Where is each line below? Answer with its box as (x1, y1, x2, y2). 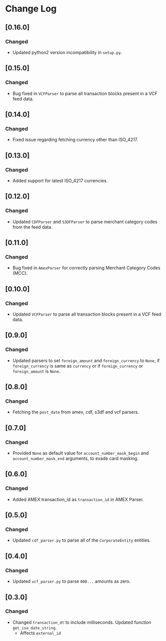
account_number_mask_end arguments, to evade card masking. (12, 455, 139, 461)
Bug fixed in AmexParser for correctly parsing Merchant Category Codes (12, 265, 160, 271)
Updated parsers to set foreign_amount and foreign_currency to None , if (12, 357, 160, 364)
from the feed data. (12, 224, 53, 230)
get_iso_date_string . (12, 624, 57, 630)
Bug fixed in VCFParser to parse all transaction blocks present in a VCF (12, 90, 158, 96)
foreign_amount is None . (12, 368, 61, 374)
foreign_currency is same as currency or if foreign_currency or (12, 363, 143, 369)
